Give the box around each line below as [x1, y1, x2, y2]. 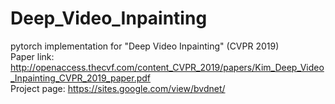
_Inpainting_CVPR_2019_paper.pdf [10, 72, 152, 84]
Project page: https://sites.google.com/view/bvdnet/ [10, 82, 226, 94]
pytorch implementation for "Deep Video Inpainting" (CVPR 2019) [10, 40, 280, 52]
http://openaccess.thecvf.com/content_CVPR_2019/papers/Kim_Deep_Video [10, 61, 325, 73]
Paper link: [10, 50, 55, 62]
